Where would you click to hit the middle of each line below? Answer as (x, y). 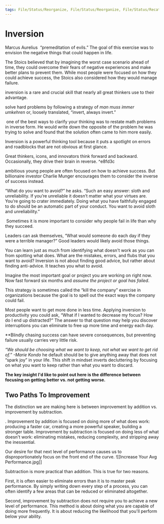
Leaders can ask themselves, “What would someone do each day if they (78, 236)
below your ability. (23, 517)
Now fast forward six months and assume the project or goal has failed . (77, 280)
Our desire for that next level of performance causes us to (63, 452)
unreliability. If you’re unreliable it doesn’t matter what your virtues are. (76, 196)
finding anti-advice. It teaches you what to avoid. (54, 266)
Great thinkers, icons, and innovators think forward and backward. (72, 156)
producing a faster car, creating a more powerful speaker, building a (73, 427)
